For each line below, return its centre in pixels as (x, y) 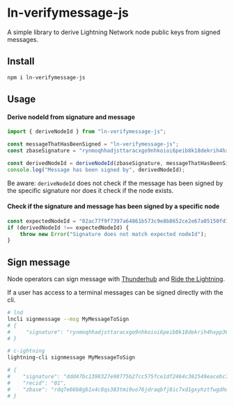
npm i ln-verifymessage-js (46, 77)
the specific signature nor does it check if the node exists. (91, 190)
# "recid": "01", (37, 383)
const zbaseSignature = (42, 150)
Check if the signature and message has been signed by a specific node (114, 206)
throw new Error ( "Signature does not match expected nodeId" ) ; (114, 234)
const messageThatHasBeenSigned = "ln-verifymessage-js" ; (93, 144)
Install (21, 62)
